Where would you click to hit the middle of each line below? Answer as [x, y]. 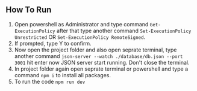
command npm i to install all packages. [63, 75]
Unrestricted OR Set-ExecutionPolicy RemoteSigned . [80, 37]
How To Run [29, 10]
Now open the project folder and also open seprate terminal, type [95, 50]
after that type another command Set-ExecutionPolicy [124, 31]
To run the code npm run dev [50, 81]
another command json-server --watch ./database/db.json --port [98, 56]
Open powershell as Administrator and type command [81, 24]
